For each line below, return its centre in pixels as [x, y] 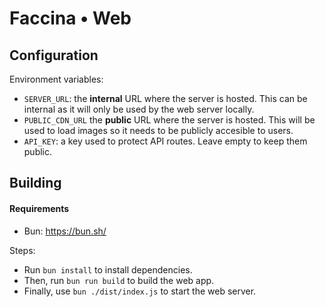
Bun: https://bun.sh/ [65, 231]
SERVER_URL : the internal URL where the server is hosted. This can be [165, 98]
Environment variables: [56, 79]
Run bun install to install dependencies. [108, 269]
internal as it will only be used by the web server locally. [139, 109]
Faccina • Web [70, 18]
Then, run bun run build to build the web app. [119, 280]
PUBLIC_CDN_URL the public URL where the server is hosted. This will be [169, 120]
